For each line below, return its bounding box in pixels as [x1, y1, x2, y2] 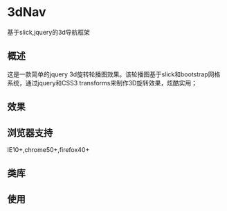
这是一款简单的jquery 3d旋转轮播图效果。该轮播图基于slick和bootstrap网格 [7, 70, 221, 78]
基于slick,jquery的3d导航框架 [7, 28, 90, 36]
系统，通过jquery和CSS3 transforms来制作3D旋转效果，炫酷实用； [7, 78, 197, 87]
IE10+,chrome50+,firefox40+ [7, 145, 90, 153]
